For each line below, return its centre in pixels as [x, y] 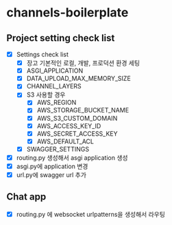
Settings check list [42, 54]
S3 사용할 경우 [46, 95]
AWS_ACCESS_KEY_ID [69, 126]
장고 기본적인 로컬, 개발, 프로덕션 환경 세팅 [83, 63]
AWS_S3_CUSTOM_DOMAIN [77, 118]
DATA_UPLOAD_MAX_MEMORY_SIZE [78, 79]
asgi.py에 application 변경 [52, 166]
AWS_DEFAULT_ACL [65, 141]
